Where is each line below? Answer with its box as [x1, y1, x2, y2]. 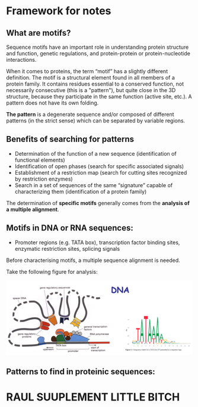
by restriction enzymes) [14, 175, 73, 182]
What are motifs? [6, 28, 71, 38]
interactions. [6, 56, 37, 63]
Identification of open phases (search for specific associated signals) [14, 162, 184, 170]
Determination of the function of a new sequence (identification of [14, 150, 177, 157]
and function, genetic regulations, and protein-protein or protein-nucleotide [6, 50, 191, 57]
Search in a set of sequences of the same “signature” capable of [14, 181, 173, 188]
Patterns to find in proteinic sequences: [6, 367, 155, 377]
